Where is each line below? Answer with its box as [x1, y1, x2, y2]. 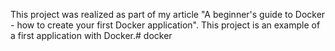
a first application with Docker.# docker [10, 30, 173, 41]
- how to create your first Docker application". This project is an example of [10, 19, 321, 31]
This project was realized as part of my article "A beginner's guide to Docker [10, 9, 326, 20]
